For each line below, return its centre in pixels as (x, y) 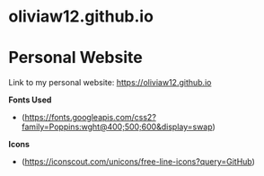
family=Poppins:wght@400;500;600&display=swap (117, 127)
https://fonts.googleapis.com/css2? (90, 118)
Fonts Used (30, 100)
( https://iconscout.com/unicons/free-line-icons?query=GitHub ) (138, 162)
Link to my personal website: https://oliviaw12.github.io (110, 83)
